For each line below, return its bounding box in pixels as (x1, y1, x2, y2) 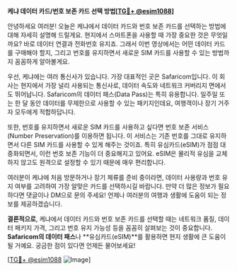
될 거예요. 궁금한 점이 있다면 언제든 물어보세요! (7, 241, 136, 250)
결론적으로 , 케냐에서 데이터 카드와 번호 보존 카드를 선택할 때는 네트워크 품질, (7, 215, 217, 223)
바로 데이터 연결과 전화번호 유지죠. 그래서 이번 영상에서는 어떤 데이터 (23, 40, 212, 48)
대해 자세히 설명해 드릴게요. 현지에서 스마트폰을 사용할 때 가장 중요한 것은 (7, 31, 209, 39)
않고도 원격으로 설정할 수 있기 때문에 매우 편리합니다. (20, 158, 166, 166)
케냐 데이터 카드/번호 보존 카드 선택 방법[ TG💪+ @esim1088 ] (7, 7, 175, 15)
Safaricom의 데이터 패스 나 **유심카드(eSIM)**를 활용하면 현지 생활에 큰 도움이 (7, 233, 226, 241)
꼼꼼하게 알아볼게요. (14, 57, 70, 66)
